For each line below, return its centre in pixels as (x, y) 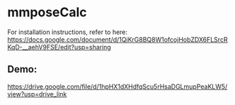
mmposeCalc (47, 12)
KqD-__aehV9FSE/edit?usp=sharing (59, 47)
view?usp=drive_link (37, 94)
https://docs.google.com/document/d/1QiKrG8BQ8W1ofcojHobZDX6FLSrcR (117, 39)
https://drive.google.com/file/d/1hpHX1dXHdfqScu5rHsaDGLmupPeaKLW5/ (117, 87)
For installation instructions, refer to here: (68, 32)
